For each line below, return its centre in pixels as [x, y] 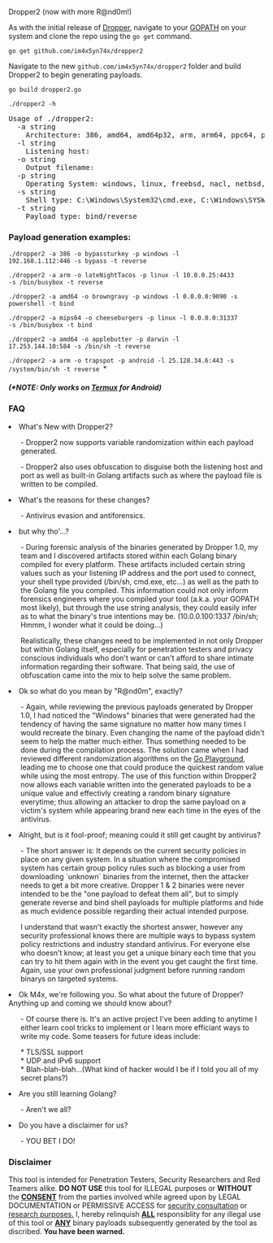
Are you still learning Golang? [68, 1093]
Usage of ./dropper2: [52, 118]
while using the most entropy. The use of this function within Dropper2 [139, 775]
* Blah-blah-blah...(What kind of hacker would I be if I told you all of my [139, 1069]
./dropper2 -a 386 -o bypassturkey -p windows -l [94, 254]
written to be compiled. [59, 484]
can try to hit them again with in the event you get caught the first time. [139, 961]
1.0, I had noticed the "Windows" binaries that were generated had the [138, 715]
